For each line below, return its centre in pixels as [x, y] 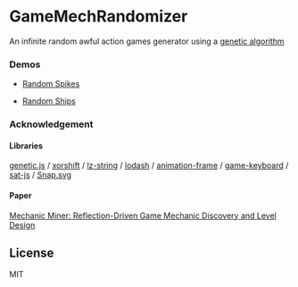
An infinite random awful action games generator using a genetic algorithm [147, 41]
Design [22, 224]
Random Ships [49, 101]
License [32, 253]
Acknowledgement [51, 124]
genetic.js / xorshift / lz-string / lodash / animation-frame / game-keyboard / [149, 165]
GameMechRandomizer [99, 17]
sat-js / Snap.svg [40, 175]
